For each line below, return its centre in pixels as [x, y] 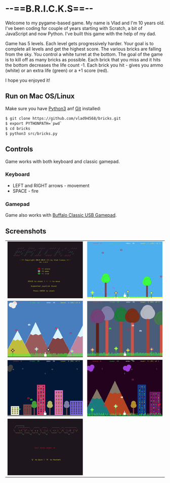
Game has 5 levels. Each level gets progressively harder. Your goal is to [79, 43]
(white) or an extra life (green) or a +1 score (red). [57, 70]
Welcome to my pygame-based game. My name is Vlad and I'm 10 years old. [85, 23]
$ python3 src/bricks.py [31, 133]
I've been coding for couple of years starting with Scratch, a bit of [74, 28]
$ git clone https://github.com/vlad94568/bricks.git [63, 118]
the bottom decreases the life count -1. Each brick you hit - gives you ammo [84, 65]
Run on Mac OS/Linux [40, 96]
